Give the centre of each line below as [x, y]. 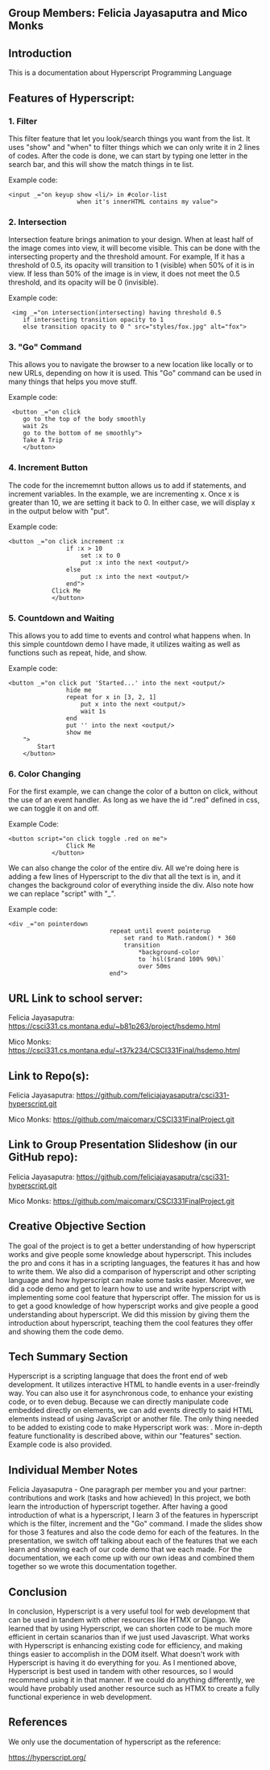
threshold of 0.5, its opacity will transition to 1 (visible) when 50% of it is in [132, 265]
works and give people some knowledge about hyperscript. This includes [130, 1254]
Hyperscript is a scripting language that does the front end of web [118, 1376]
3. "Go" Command [45, 348]
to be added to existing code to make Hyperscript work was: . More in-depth [135, 1427]
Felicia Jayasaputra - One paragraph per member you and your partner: [127, 1489]
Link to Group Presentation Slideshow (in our [123, 1145]
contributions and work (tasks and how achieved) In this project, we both [130, 1498]
